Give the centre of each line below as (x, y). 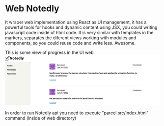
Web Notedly (32, 9)
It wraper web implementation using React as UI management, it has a (76, 22)
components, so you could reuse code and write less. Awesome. (70, 43)
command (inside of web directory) (41, 118)
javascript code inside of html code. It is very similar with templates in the (79, 32)
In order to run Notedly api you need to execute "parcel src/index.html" (77, 113)
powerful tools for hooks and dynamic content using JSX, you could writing (81, 27)
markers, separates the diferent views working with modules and (71, 38)
